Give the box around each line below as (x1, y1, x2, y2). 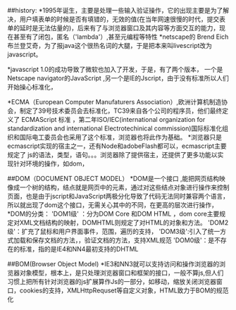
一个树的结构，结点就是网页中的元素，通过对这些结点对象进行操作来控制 (19, 183, 230, 192)
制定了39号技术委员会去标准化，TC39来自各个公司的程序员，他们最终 (19, 106, 223, 115)
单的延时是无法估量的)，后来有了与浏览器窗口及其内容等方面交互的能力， (7, 24, 220, 32)
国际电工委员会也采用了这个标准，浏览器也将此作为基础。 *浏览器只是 (19, 133, 222, 141)
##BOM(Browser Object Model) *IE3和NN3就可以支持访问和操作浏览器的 (7, 260, 220, 268)
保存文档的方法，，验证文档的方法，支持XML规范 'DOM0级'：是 (31, 236, 215, 244)
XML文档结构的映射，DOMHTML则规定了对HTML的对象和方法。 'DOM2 (19, 218, 229, 227)
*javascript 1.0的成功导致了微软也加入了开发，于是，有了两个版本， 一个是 (7, 66, 223, 73)
